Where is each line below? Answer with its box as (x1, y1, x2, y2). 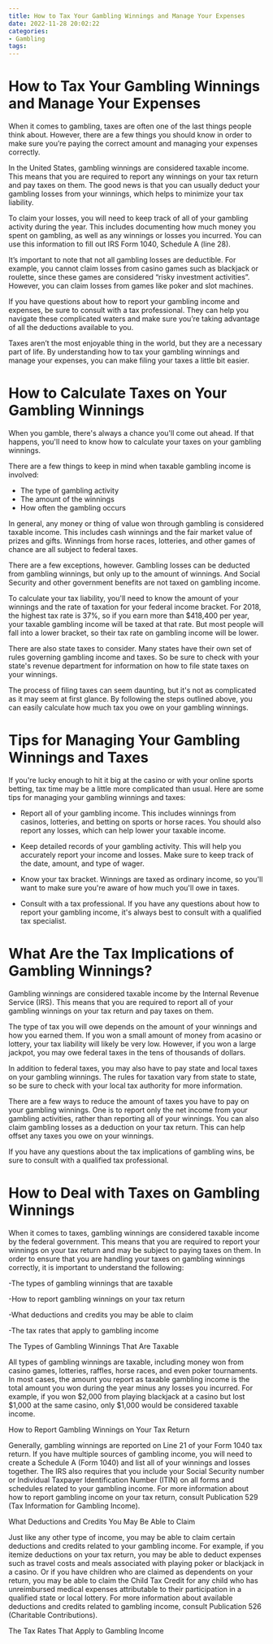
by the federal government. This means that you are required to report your (8, 1237, 260, 1246)
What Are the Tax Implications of (8, 945, 234, 963)
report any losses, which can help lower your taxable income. (19, 825, 226, 835)
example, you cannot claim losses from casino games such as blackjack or (8, 263, 258, 273)
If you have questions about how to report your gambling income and (8, 297, 240, 307)
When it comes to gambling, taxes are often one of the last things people (8, 121, 252, 131)
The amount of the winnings (19, 494, 115, 504)
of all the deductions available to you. (8, 323, 134, 333)
